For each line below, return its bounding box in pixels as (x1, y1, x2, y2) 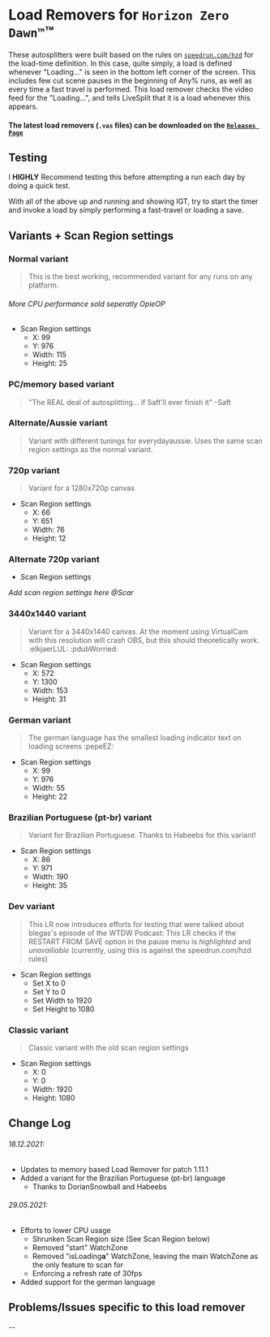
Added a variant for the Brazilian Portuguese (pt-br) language (19, 1173, 226, 1183)
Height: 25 (32, 359, 67, 369)
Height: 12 (32, 533, 66, 543)
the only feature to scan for (32, 1260, 124, 1270)
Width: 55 (32, 783, 65, 793)
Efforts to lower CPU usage (19, 1225, 111, 1235)
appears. (8, 101, 38, 111)
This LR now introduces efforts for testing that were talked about (28, 919, 245, 929)
